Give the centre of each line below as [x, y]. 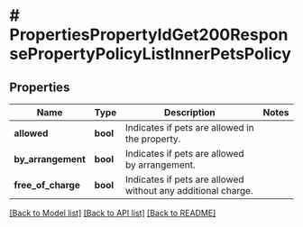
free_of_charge [47, 185]
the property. [153, 139]
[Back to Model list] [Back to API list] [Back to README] [113, 213]
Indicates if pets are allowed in [189, 127]
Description [189, 112]
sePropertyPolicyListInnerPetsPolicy [150, 54]
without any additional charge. [189, 191]
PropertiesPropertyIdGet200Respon [149, 35]
